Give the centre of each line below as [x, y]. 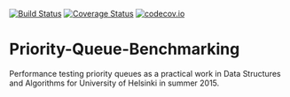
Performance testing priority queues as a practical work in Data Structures [145, 73]
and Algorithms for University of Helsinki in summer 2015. [114, 83]
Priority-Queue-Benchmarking [125, 49]
